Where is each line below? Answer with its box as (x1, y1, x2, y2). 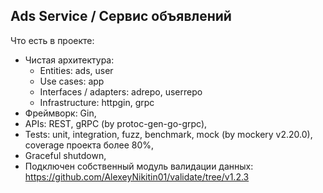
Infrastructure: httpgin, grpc (39, 96, 155, 108)
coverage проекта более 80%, (24, 139, 155, 151)
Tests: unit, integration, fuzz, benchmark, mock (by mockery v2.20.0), (24, 128, 313, 140)
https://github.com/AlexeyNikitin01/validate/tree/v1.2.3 (24, 170, 250, 183)
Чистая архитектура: (24, 54, 115, 66)
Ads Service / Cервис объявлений (10, 8, 232, 25)
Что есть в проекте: (10, 34, 95, 46)
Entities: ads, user (39, 64, 114, 76)
